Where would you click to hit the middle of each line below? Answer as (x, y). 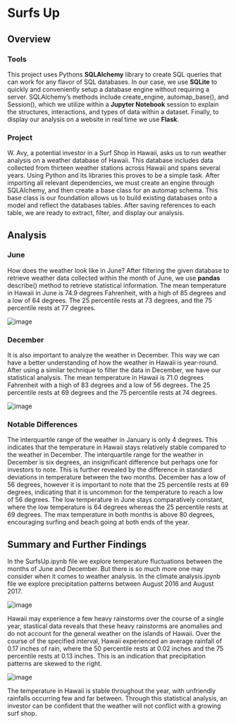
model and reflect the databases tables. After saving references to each (112, 205)
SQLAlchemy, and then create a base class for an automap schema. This (113, 190)
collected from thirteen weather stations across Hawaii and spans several (114, 168)
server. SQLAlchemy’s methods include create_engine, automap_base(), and (118, 97)
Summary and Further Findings (77, 544)
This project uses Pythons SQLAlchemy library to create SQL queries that (114, 74)
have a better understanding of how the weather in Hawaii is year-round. (113, 363)
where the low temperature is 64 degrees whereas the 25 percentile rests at (118, 507)
